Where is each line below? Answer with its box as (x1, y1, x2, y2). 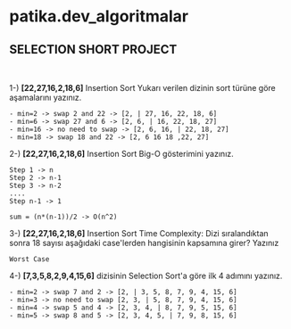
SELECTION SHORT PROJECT (9, 42, 178, 57)
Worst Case (9, 255, 50, 264)
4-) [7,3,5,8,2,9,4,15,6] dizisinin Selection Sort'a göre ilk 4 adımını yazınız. (9, 270, 283, 281)
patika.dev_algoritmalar (9, 6, 189, 27)
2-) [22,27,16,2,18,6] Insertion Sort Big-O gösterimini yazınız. (9, 149, 234, 159)
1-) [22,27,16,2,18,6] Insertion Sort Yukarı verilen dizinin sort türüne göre (9, 83, 277, 93)
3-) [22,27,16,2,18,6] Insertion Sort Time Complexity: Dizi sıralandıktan (9, 228, 270, 238)
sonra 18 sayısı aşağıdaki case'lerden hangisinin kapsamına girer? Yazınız (9, 238, 279, 248)
